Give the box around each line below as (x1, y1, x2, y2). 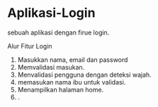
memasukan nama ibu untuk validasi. (17, 77, 126, 86)
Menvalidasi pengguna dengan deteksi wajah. (17, 70, 152, 79)
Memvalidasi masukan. (17, 63, 85, 71)
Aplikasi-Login (7, 5, 96, 21)
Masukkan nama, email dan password (17, 55, 128, 64)
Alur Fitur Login (7, 42, 52, 50)
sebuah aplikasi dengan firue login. (7, 28, 110, 37)
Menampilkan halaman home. (17, 85, 104, 94)
